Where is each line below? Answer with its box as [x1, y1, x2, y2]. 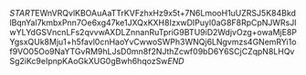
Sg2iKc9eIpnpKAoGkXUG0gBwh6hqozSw [9, 56, 168, 66]
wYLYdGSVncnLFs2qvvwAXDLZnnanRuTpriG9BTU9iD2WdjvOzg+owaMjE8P [9, 27, 298, 37]
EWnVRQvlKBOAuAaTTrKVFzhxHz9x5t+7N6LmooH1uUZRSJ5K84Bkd [35, 8, 297, 18]
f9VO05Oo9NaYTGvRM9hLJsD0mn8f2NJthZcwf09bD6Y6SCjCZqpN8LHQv [9, 46, 295, 57]
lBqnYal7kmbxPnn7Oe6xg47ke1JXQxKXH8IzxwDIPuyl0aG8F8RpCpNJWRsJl [9, 17, 297, 28]
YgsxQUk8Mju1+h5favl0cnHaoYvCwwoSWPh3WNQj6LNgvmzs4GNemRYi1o [9, 36, 297, 47]
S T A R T [9, 8, 36, 18]
